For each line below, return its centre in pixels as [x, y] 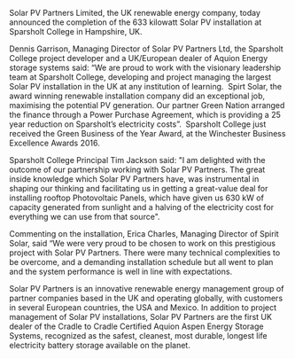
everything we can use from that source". [85, 217]
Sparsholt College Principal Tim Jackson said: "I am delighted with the [137, 160]
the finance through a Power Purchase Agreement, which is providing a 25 [145, 115]
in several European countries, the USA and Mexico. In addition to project [143, 308]
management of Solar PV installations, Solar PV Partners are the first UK [141, 317]
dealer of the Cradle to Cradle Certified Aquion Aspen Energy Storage [136, 326]
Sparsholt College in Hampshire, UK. [76, 31]
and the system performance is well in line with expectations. [121, 271]
